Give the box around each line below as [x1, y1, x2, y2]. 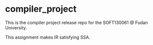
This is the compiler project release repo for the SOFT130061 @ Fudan [5, 20, 148, 25]
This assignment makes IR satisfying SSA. [5, 34, 90, 40]
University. [5, 24, 27, 30]
